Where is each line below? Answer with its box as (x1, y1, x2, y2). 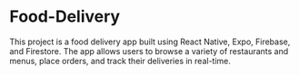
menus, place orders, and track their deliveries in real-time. (9, 55, 232, 66)
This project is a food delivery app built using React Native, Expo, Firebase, (9, 36, 291, 47)
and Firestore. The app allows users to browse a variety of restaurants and (9, 45, 289, 56)
